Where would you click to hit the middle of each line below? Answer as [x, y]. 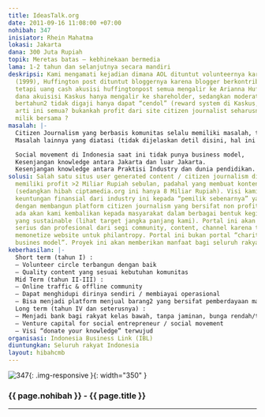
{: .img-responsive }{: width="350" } [88, 375]
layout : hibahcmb [37, 353]
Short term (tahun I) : [54, 257]
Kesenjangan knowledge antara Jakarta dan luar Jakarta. [111, 162]
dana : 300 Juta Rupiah [45, 52]
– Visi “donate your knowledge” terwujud [84, 331]
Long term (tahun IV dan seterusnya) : [81, 309]
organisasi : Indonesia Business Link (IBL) [81, 338]
